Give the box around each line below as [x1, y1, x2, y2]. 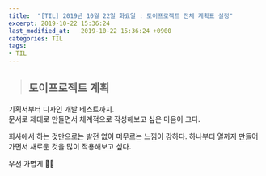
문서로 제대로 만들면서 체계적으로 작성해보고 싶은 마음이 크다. [8, 114, 201, 124]
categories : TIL [8, 34, 63, 43]
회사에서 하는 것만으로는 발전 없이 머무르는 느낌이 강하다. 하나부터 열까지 [8, 131, 237, 141]
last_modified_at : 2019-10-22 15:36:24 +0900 [8, 27, 172, 35]
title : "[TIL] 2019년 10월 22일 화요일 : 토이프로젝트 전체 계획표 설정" [8, 11, 234, 20]
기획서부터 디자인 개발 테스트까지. [8, 104, 115, 114]
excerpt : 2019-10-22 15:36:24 [8, 19, 111, 27]
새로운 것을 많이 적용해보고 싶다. [29, 141, 132, 151]
